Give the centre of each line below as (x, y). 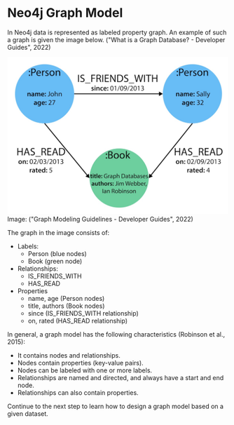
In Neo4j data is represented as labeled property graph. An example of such (117, 32)
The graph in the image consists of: (58, 232)
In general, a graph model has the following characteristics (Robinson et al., (116, 334)
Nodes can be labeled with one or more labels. (85, 370)
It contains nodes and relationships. (69, 355)
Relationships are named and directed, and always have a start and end (121, 377)
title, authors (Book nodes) (66, 306)
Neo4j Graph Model (65, 13)
